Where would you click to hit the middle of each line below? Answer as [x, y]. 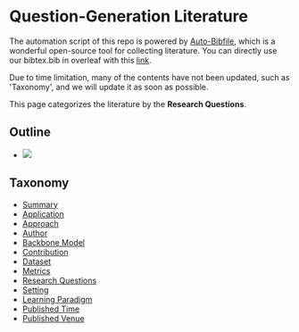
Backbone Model [54, 242]
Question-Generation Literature [129, 17]
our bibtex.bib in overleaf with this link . [80, 60]
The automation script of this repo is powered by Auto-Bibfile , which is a [142, 41]
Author [35, 233]
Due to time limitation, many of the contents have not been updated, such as [149, 77]
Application [43, 214]
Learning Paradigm [57, 299]
